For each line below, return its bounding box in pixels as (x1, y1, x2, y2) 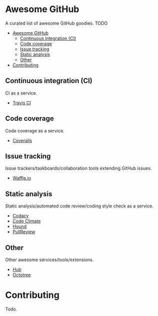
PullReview (12, 229, 36, 235)
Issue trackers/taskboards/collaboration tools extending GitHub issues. (5, 165, 152, 172)
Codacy (12, 213, 29, 219)
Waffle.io (12, 175, 31, 181)
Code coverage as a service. (5, 127, 65, 134)
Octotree (12, 272, 31, 278)
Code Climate (12, 218, 41, 224)
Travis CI (12, 100, 31, 106)
